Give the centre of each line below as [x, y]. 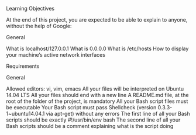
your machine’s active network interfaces [56, 55]
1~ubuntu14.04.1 [25, 114]
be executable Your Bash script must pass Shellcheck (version [81, 107]
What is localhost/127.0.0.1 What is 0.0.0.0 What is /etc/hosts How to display [97, 49]
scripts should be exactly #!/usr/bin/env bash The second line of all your [93, 120]
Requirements [23, 66]
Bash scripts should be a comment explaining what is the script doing [90, 126]
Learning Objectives [30, 8]
